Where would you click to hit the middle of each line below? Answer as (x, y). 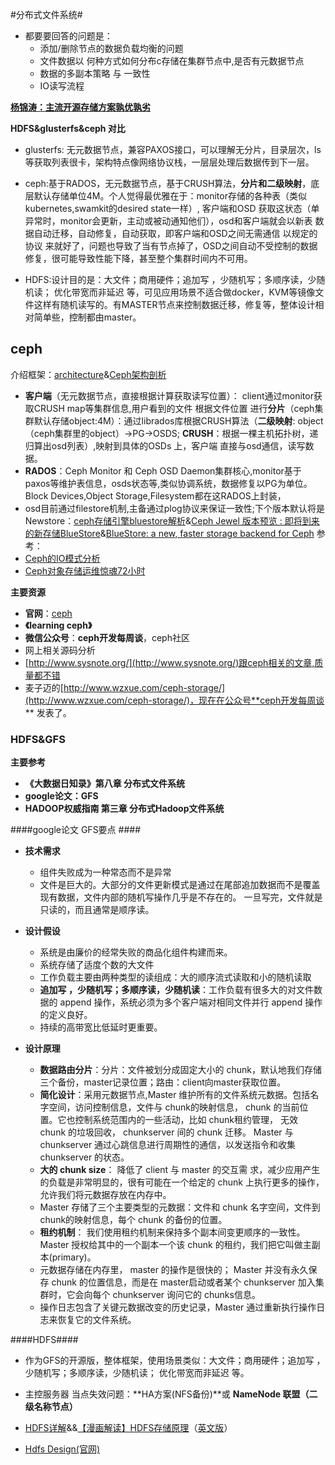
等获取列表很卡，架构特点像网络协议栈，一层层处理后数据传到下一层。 (169, 162)
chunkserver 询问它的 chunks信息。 (186, 1295)
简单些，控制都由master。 (87, 317)
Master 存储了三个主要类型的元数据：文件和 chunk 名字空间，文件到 (180, 1207)
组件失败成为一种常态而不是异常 (105, 872)
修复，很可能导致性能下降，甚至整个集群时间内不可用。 (138, 258)
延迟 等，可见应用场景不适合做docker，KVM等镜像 (211, 292)
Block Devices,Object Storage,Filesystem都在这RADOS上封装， (155, 495)
